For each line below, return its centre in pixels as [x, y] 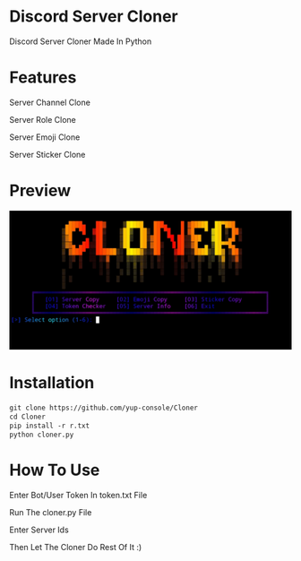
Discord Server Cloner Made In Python [81, 41]
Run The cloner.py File [51, 512]
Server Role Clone [43, 119]
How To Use [55, 470]
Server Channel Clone [50, 102]
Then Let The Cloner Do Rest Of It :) [76, 547]
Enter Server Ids [39, 530]
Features [43, 78]
